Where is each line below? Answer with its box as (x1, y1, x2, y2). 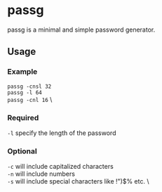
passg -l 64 (7, 89, 42, 96)
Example (7, 67, 38, 77)
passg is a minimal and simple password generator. (7, 25, 156, 34)
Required (7, 113, 39, 122)
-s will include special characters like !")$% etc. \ (7, 177, 149, 186)
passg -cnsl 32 (7, 83, 52, 90)
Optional (7, 146, 37, 156)
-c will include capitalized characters (7, 162, 114, 171)
